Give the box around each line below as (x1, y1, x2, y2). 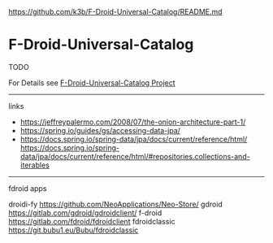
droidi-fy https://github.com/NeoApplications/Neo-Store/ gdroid (8, 199, 223, 209)
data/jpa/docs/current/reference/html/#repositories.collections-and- (19, 151, 250, 161)
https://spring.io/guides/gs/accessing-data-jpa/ (19, 125, 181, 135)
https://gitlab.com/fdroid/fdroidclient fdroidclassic (8, 216, 176, 226)
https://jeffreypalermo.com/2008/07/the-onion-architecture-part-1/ (19, 117, 246, 127)
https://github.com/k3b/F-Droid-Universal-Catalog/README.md (8, 7, 223, 16)
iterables (19, 160, 50, 170)
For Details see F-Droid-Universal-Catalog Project (8, 77, 176, 88)
